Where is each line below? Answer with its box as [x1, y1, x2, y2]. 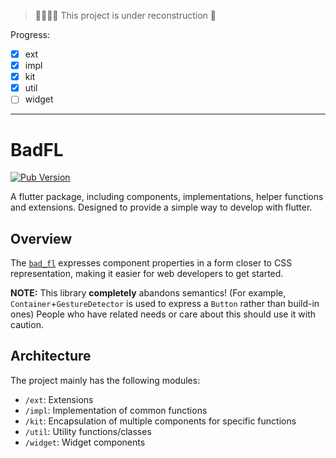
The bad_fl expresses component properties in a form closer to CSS [10, 257, 293, 269]
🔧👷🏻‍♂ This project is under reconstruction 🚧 [34, 10, 217, 21]
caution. [10, 319, 44, 331]
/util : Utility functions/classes [24, 425, 152, 437]
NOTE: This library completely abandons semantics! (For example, [10, 287, 287, 299]
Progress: [10, 29, 50, 40]
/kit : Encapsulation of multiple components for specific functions [24, 415, 297, 427]
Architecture [10, 348, 92, 365]
